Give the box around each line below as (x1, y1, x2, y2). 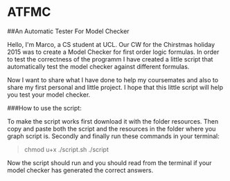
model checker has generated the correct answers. (7, 166, 154, 174)
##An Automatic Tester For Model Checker (7, 27, 130, 35)
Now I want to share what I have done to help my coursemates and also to (7, 75, 219, 84)
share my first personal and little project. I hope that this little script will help (7, 83, 224, 91)
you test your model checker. (7, 90, 91, 99)
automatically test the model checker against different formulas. (7, 62, 190, 70)
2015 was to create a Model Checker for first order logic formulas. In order (7, 48, 220, 56)
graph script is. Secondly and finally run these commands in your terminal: (7, 132, 220, 140)
